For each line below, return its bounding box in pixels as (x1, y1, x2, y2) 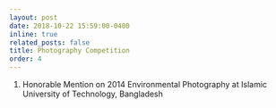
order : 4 (9, 54, 42, 63)
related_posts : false (9, 37, 91, 47)
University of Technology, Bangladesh (22, 88, 164, 99)
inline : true (9, 29, 58, 38)
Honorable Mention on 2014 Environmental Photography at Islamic (22, 79, 267, 89)
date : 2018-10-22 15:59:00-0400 (9, 21, 130, 30)
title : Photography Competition (9, 46, 130, 55)
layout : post (9, 12, 58, 22)
